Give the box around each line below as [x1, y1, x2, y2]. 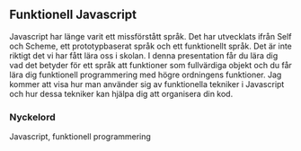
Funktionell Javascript [9, 7, 137, 22]
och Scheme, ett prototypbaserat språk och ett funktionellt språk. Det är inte [9, 40, 292, 51]
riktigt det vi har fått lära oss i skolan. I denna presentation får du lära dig [9, 49, 279, 61]
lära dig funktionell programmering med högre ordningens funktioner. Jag [9, 69, 282, 80]
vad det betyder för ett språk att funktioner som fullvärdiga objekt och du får [9, 59, 292, 70]
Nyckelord [9, 111, 56, 123]
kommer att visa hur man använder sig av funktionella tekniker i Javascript [9, 78, 285, 89]
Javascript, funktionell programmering [9, 131, 151, 142]
